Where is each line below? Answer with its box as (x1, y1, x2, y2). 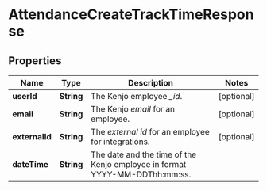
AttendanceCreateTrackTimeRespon (8, 6, 254, 24)
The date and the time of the (91, 149, 197, 160)
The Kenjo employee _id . (91, 91, 183, 101)
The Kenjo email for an (91, 104, 176, 114)
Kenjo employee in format (91, 159, 187, 169)
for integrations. (91, 136, 150, 147)
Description (128, 78, 173, 88)
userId (12, 91, 37, 101)
